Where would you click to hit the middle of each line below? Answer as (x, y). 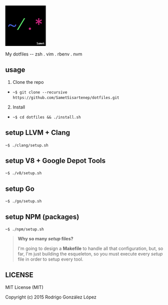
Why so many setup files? (45, 239)
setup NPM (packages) (42, 217)
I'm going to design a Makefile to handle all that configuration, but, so (90, 248)
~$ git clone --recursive (40, 92)
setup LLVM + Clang (38, 133)
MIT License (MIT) (25, 287)
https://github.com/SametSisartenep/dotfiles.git (66, 97)
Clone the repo (28, 82)
